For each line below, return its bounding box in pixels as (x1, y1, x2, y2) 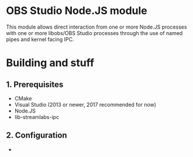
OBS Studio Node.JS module (6, 4, 147, 18)
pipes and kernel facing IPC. (6, 36, 74, 43)
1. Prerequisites (6, 79, 64, 89)
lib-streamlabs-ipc (14, 113, 60, 120)
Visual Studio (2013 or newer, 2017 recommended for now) (14, 101, 157, 108)
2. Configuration (6, 130, 67, 141)
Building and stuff (6, 57, 95, 69)
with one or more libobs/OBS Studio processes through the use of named (6, 29, 183, 36)
